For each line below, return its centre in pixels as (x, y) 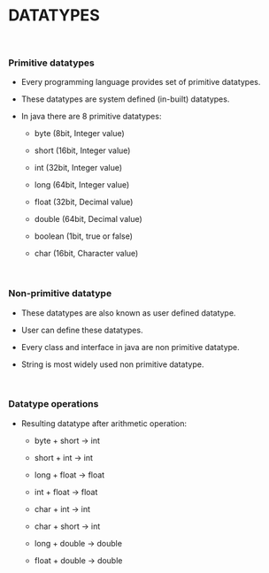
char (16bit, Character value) (86, 254)
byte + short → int (67, 440)
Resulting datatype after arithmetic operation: (104, 423)
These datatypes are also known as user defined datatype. (128, 313)
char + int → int (62, 508)
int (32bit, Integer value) (78, 168)
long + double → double (78, 543)
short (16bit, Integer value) (82, 150)
